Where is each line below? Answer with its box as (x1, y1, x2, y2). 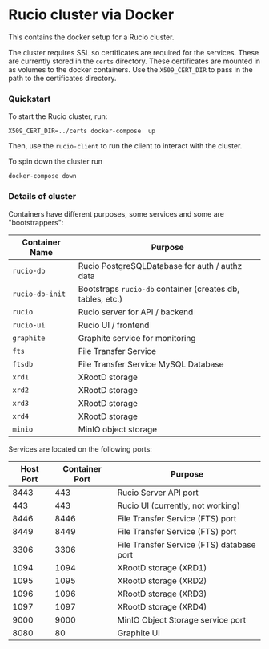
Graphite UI (117, 627, 160, 639)
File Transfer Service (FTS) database (117, 539, 256, 550)
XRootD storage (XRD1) (117, 562, 207, 573)
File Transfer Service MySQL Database (78, 359, 224, 370)
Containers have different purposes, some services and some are (8, 209, 224, 218)
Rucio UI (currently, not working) (117, 500, 240, 511)
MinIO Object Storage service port (117, 614, 247, 625)
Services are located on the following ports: (8, 444, 152, 454)
